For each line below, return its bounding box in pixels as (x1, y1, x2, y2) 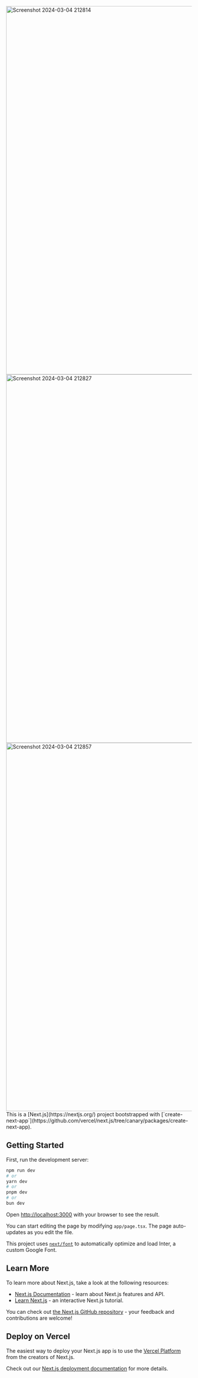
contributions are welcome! (6, 1314, 72, 1321)
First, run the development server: (6, 1156, 89, 1163)
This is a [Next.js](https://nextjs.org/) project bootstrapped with (6, 1111, 160, 1117)
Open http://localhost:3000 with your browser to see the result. (6, 1211, 160, 1218)
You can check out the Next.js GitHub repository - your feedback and (6, 1308, 175, 1315)
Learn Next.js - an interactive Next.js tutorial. (14, 1297, 124, 1304)
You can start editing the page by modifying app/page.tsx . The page (6, 1222, 172, 1229)
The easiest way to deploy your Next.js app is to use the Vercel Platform (6, 1347, 181, 1354)
